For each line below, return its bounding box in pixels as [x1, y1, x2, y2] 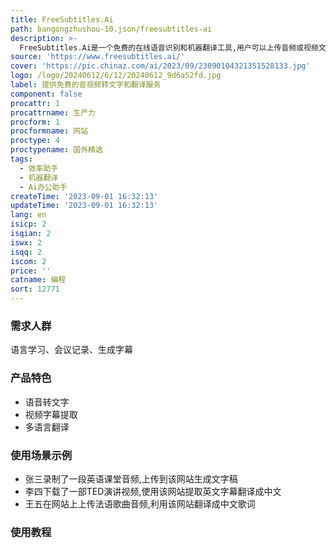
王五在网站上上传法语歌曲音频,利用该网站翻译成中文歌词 [24, 497, 256, 510]
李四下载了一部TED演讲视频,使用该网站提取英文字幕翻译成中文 [24, 485, 282, 497]
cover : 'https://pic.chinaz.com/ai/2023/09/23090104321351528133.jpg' [10, 61, 311, 71]
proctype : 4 [10, 136, 60, 146]
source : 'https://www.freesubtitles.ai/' [10, 52, 186, 62]
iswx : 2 [10, 237, 43, 248]
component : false [10, 89, 83, 99]
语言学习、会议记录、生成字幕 [10, 344, 133, 356]
